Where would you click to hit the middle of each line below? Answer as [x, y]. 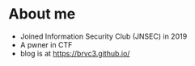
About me [42, 14]
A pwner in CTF [46, 44]
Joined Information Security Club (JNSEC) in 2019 [104, 36]
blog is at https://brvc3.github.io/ [75, 53]
